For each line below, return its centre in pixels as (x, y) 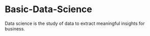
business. (15, 28)
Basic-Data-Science (48, 9)
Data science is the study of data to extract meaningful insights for (75, 23)
